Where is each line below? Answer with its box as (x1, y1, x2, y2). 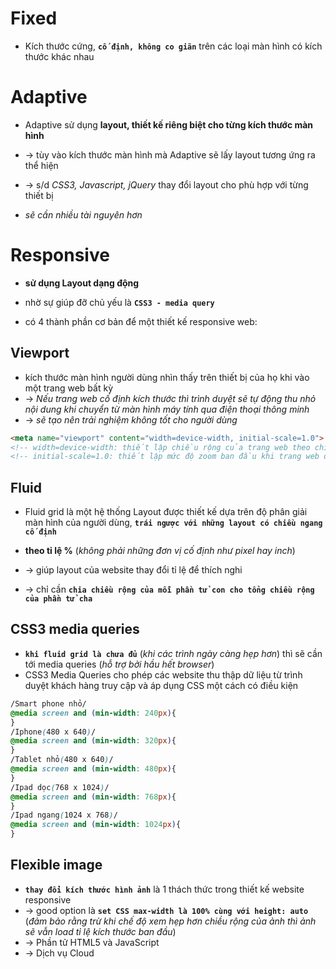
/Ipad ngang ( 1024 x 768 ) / (10, 810, 118, 821)
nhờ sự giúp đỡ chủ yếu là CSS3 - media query (24, 296, 215, 308)
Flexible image (10, 857, 103, 874)
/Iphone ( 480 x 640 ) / (10, 727, 97, 737)
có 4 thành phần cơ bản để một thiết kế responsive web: (24, 315, 258, 327)
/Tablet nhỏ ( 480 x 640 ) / (10, 755, 114, 765)
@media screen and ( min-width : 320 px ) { (10, 736, 177, 746)
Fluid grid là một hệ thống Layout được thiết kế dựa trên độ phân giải (24, 506, 308, 518)
